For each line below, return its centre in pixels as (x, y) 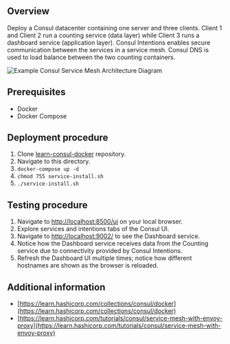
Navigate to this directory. (54, 162)
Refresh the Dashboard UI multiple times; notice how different (104, 258)
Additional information (56, 287)
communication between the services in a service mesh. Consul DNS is (108, 50)
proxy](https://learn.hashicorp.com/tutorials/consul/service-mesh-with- (119, 325)
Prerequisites (36, 92)
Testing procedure (47, 205)
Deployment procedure (58, 138)
